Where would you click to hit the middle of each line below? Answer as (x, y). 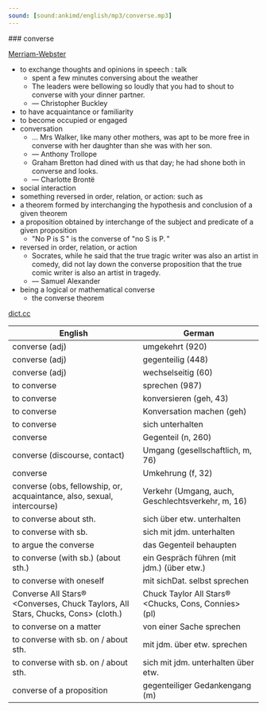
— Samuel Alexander (66, 281)
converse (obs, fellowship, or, (68, 485)
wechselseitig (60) (178, 372)
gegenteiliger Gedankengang (197, 685)
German (199, 333)
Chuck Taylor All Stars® (187, 593)
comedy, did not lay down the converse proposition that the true (137, 264)
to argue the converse (53, 544)
